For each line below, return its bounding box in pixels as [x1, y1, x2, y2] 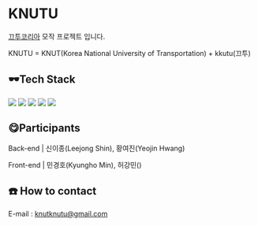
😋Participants [8, 121, 80, 135]
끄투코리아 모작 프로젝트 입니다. [8, 31, 106, 41]
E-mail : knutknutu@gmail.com [8, 209, 108, 219]
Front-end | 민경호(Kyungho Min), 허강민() [8, 160, 142, 169]
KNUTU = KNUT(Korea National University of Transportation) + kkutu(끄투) [8, 48, 251, 57]
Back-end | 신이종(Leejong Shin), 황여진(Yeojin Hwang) [8, 143, 185, 153]
